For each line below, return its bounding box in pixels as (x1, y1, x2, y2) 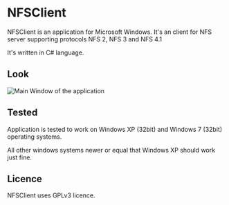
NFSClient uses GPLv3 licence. (7, 191, 95, 199)
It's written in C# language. (7, 48, 84, 57)
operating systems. (7, 133, 62, 141)
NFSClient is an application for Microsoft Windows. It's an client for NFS (7, 28, 212, 36)
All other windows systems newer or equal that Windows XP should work (7, 146, 216, 154)
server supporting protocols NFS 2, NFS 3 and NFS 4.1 (7, 35, 163, 43)
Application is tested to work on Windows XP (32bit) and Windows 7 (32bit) (7, 125, 223, 133)
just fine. (7, 153, 33, 162)
